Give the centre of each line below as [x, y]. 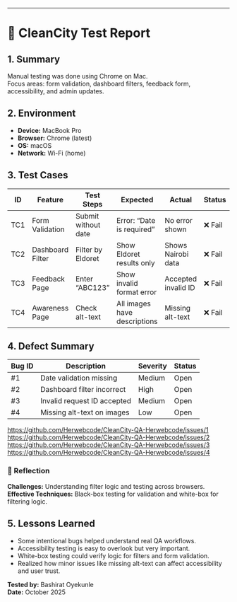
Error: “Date [136, 220]
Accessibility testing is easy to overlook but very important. [104, 548]
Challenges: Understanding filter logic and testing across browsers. [106, 486]
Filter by [89, 250]
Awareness [50, 308]
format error [136, 292]
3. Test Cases [38, 175]
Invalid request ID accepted [86, 401]
